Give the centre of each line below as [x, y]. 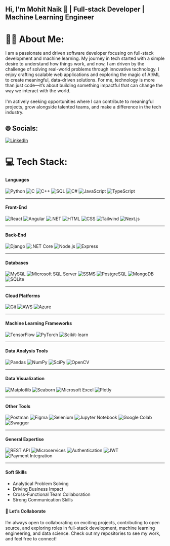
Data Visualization [25, 379]
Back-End [16, 235]
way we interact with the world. [38, 91]
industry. [14, 113]
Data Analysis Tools [27, 351]
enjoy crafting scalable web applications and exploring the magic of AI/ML [83, 75]
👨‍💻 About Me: [35, 39]
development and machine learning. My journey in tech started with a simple [85, 58]
